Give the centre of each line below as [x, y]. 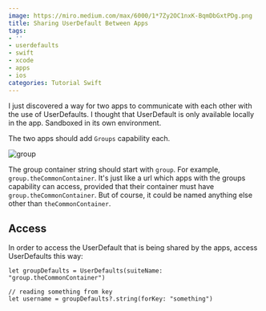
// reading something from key [60, 292]
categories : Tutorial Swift [55, 83]
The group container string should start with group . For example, [114, 169]
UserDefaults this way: [46, 256]
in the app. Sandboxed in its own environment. [85, 123]
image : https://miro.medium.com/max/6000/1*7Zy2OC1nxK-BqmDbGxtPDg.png [130, 16]
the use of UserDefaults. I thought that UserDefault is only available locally [131, 114]
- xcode [21, 61]
